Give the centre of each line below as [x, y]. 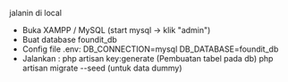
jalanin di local [36, 13]
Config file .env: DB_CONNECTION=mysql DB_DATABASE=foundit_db [150, 49]
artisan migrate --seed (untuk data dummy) [102, 68]
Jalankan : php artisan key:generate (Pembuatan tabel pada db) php [148, 58]
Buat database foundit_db [70, 40]
